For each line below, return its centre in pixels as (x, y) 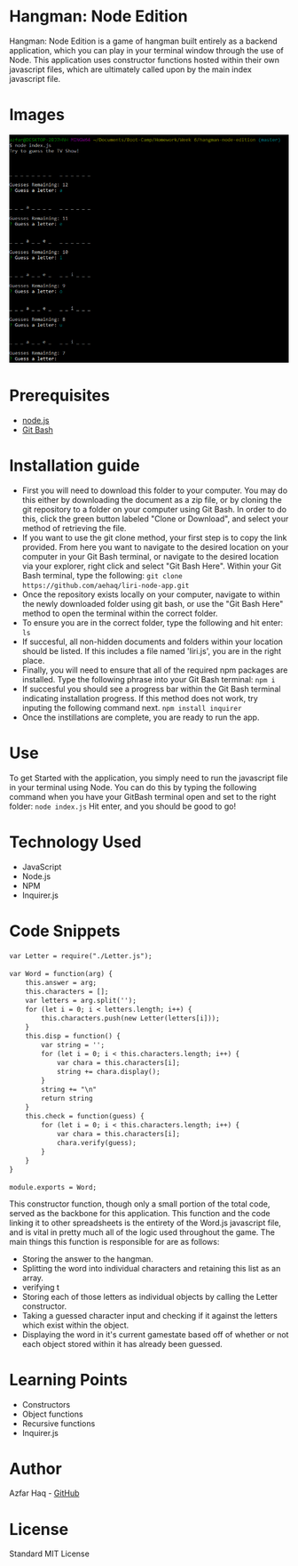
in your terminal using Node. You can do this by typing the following (133, 787)
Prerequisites (60, 396)
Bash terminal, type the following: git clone (102, 575)
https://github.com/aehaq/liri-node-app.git (106, 585)
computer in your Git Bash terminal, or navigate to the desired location (150, 556)
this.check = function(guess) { (85, 1116)
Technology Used (75, 842)
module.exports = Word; (53, 1187)
